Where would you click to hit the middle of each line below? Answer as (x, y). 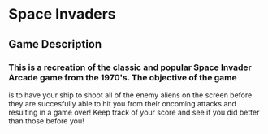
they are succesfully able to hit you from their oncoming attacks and (123, 103)
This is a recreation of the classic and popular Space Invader (130, 67)
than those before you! (47, 121)
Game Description (55, 44)
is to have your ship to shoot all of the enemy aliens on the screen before (130, 95)
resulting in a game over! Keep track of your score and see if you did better (134, 112)
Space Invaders (62, 14)
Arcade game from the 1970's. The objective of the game (123, 77)
